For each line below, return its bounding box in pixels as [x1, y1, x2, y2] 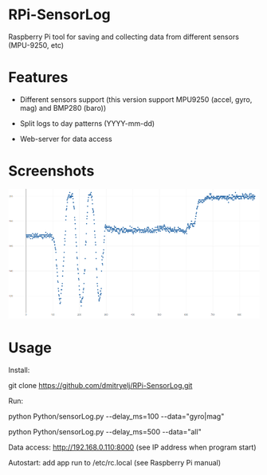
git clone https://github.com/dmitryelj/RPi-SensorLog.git [8, 381, 193, 391]
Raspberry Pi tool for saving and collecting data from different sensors [8, 32, 239, 41]
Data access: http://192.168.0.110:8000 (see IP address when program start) [8, 442, 257, 452]
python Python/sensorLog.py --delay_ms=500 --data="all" [8, 427, 202, 437]
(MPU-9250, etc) [8, 40, 65, 49]
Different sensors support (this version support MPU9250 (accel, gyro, [19, 94, 253, 104]
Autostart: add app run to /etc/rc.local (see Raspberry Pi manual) [8, 458, 222, 468]
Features [8, 69, 69, 87]
